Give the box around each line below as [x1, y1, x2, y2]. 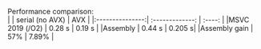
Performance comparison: [7, 7, 94, 16]
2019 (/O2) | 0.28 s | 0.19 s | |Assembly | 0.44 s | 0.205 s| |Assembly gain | [7, 24, 254, 32]
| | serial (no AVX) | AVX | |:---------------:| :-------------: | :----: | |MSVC [7, 15, 250, 24]
